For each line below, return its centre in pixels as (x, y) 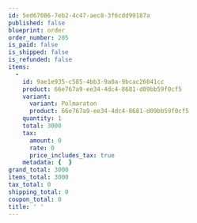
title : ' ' (26, 206)
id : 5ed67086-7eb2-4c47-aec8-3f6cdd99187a (79, 15)
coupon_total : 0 (35, 199)
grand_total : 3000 (38, 170)
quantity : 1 (42, 119)
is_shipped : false (38, 52)
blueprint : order (37, 30)
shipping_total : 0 (38, 192)
